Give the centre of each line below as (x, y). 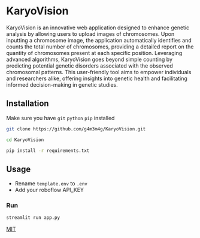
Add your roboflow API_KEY (49, 190)
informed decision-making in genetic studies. (62, 84)
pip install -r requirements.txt (48, 151)
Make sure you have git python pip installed (60, 118)
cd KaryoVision (25, 140)
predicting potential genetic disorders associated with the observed (90, 65)
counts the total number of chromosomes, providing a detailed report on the (100, 47)
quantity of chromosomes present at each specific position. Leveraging (94, 53)
